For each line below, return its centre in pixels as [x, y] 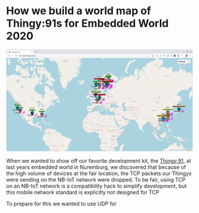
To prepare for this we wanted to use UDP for [62, 204]
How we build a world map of [79, 11]
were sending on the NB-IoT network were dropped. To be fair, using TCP [96, 179]
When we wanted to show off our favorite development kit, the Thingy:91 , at [99, 160]
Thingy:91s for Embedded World [87, 23]
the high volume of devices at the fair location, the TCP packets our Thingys [99, 173]
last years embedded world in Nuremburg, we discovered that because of [96, 167]
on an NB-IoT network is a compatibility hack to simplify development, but [97, 186]
